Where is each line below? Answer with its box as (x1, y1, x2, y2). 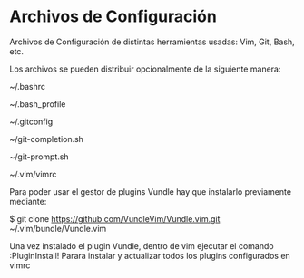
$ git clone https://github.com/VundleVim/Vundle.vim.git (9, 213, 221, 224)
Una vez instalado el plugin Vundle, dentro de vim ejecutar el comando (9, 240, 274, 251)
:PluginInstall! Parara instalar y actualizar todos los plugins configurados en (9, 250, 290, 261)
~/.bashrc (9, 81, 46, 91)
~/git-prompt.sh (9, 151, 70, 162)
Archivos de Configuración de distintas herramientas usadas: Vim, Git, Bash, (9, 36, 295, 47)
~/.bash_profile (9, 98, 66, 110)
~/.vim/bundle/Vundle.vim (9, 223, 107, 234)
